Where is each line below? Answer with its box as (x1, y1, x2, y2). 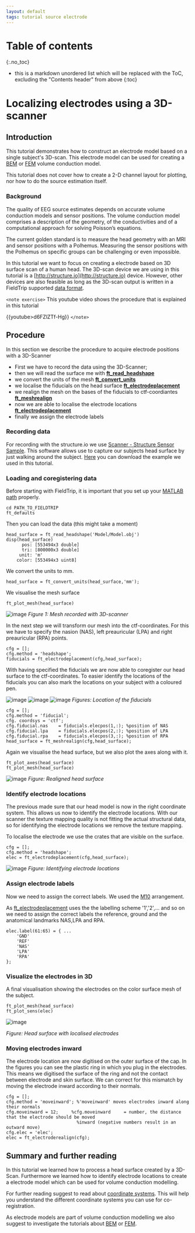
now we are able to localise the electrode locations (14, 400, 137, 407)
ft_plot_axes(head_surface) (6, 760, 75, 766)
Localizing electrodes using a (6, 97, 152, 110)
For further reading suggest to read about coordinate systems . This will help (6, 1190, 189, 1197)
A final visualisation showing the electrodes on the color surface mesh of (6, 985, 182, 992)
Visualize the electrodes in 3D (6, 972, 93, 980)
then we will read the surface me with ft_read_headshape (14, 369, 155, 376)
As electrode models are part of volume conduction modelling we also (6, 1214, 175, 1221)
